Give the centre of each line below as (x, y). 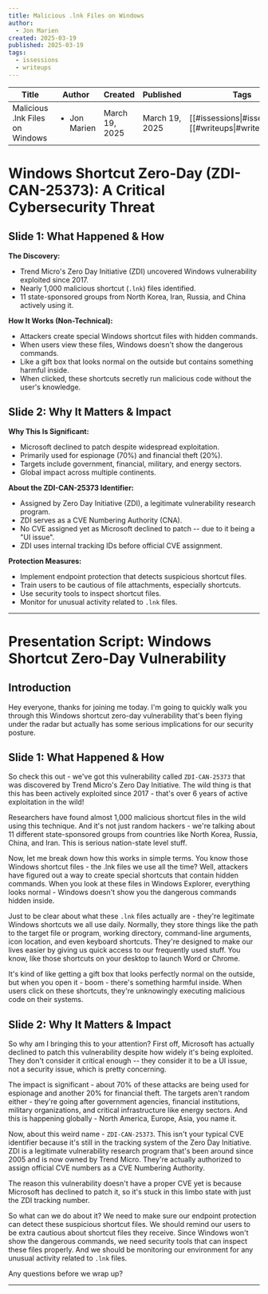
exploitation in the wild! (46, 802)
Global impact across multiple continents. (88, 472)
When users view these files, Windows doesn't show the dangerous (131, 345)
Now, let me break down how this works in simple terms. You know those (128, 858)
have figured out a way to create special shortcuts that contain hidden (124, 875)
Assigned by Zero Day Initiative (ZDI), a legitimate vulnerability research (138, 503)
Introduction (40, 688)
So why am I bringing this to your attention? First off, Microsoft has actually (132, 1044)
